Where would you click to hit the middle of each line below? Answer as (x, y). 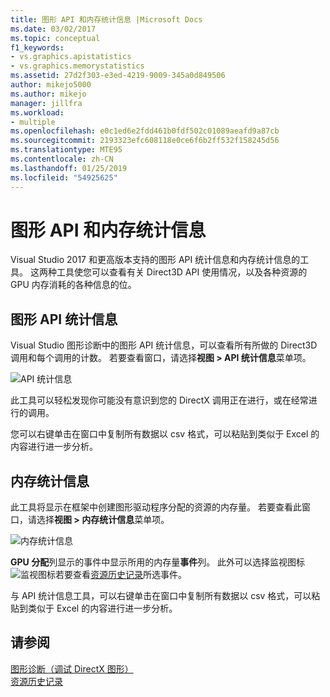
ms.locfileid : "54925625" (64, 177)
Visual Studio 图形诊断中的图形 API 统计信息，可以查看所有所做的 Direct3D (164, 345)
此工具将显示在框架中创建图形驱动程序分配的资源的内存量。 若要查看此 (156, 507)
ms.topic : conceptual (55, 38)
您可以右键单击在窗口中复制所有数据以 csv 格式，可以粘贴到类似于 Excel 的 (165, 434)
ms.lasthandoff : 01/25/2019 (69, 168)
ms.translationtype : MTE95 (66, 150)
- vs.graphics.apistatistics (71, 57)
